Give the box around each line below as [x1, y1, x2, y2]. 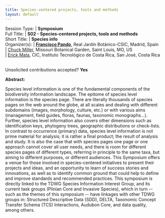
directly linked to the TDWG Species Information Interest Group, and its [5, 180, 150, 186]
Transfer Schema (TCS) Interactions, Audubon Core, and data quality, [5, 202, 147, 208]
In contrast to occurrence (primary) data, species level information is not [5, 128, 154, 134]
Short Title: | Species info [5, 36, 58, 42]
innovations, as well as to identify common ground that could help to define [5, 170, 159, 176]
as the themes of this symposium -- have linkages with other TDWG [16, 191, 155, 197]
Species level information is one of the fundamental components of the [5, 86, 150, 92]
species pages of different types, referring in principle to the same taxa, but [5, 149, 160, 155]
